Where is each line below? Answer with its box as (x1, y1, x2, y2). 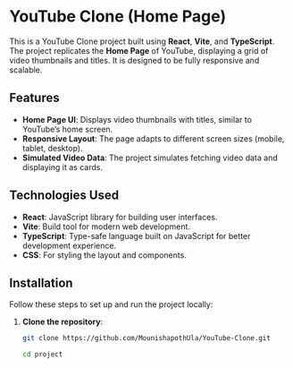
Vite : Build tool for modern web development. (21, 221, 190, 232)
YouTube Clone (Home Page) (9, 6, 226, 27)
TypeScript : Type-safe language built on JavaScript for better (21, 230, 251, 241)
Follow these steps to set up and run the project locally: (9, 299, 213, 310)
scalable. (9, 64, 43, 75)
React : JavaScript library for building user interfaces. (21, 211, 218, 222)
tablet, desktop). (21, 142, 83, 153)
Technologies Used (9, 188, 119, 203)
